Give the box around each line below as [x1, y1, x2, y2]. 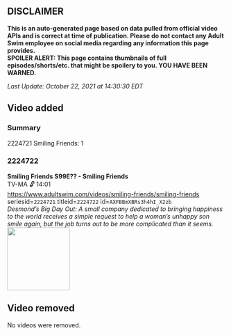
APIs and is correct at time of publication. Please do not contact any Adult [7, 31, 224, 40]
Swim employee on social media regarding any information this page [7, 38, 209, 47]
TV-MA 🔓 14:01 [7, 180, 51, 188]
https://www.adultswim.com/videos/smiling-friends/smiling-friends [7, 189, 200, 198]
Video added [7, 102, 64, 114]
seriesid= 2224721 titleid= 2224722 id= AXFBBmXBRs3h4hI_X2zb [7, 197, 172, 205]
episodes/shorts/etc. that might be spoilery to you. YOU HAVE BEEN [7, 61, 208, 69]
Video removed [7, 302, 75, 314]
